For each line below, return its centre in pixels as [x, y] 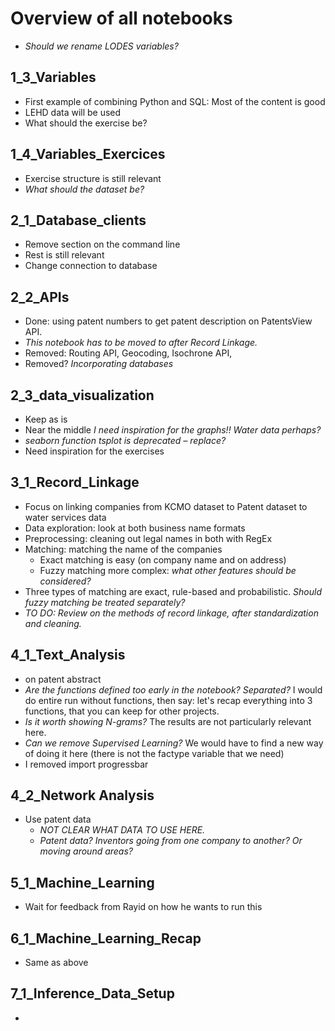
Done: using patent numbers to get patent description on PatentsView [168, 321]
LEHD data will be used [73, 112]
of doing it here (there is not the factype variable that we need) [154, 753]
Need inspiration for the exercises [94, 451]
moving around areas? [86, 851]
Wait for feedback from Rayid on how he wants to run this [143, 907]
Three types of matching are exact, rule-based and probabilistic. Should [173, 591]
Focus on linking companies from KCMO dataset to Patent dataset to [166, 506]
